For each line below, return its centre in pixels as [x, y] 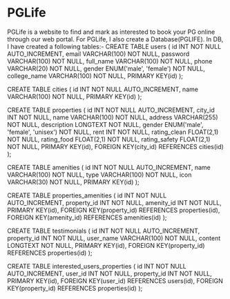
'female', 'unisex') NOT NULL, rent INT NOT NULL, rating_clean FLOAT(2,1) [113, 132]
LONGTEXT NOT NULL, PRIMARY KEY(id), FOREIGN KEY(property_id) [106, 245]
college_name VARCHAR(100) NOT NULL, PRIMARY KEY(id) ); [95, 76]
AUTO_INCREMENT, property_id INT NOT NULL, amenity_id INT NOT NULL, [115, 202]
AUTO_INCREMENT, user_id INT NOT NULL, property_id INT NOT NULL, [109, 273]
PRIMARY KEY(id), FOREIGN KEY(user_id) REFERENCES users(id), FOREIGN [115, 280]
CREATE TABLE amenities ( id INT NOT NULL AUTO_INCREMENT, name [109, 167]
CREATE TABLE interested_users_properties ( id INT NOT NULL [97, 266]
